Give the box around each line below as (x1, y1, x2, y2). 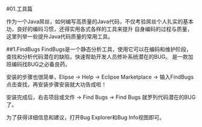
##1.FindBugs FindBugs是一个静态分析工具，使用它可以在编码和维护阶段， (6, 46, 192, 53)
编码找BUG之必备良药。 (11, 61, 71, 68)
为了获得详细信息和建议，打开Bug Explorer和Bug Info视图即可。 (6, 114, 165, 121)
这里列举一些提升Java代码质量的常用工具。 (6, 33, 113, 40)
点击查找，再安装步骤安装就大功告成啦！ (6, 81, 107, 88)
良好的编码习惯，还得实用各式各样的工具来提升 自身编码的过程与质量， (16, 26, 193, 32)
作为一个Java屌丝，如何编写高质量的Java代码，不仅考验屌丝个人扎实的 (6, 18, 183, 25)
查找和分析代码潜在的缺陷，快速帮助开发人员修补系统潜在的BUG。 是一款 (6, 53, 188, 60)
